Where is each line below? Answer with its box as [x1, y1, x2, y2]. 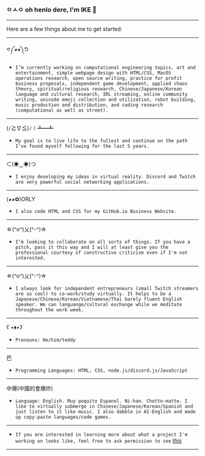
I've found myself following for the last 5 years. [15, 143, 149, 150]
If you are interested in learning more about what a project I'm [15, 432, 188, 438]
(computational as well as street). [15, 107, 109, 114]
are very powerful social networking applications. [15, 179, 149, 186]
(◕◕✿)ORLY [6, 195, 35, 203]
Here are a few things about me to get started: [6, 26, 123, 33]
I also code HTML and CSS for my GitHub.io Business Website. [15, 209, 177, 215]
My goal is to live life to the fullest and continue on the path [15, 138, 188, 144]
